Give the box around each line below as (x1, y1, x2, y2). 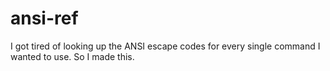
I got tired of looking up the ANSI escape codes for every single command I (10, 40, 321, 52)
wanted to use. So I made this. (10, 50, 135, 62)
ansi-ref (10, 7, 79, 30)
